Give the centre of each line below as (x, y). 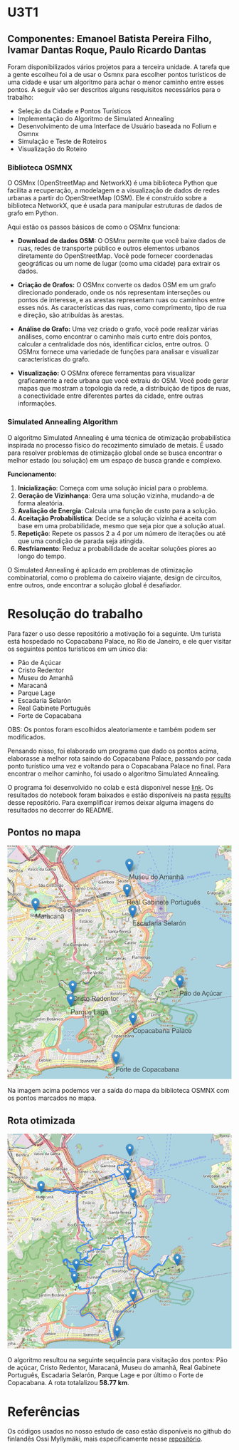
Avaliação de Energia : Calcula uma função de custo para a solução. (117, 510)
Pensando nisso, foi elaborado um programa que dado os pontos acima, (113, 751)
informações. (37, 403)
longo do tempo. (42, 556)
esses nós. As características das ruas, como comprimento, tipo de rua (122, 308)
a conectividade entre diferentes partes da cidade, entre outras (111, 396)
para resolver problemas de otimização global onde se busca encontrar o (115, 453)
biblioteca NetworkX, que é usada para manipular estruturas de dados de (115, 206)
